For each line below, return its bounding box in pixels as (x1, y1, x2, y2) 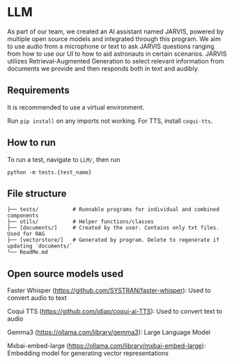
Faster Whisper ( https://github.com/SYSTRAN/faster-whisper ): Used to (7, 287, 211, 295)
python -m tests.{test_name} (7, 169, 92, 176)
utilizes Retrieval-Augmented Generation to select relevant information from (7, 56, 224, 65)
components (7, 212, 39, 220)
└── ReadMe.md (7, 249, 49, 256)
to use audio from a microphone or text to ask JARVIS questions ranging (7, 42, 214, 50)
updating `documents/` (7, 243, 73, 250)
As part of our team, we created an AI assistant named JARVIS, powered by (7, 27, 224, 36)
